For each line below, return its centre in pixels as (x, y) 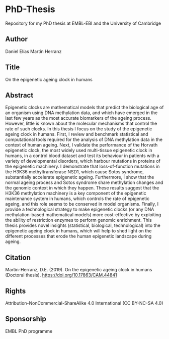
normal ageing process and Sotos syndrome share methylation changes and (84, 182)
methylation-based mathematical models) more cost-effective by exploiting (83, 215)
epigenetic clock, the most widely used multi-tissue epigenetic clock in (79, 151)
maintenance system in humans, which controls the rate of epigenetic (77, 199)
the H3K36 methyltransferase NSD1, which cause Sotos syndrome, (75, 172)
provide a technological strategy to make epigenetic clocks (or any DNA (80, 209)
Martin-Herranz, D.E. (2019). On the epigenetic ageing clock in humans (79, 270)
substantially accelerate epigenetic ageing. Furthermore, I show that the (80, 177)
